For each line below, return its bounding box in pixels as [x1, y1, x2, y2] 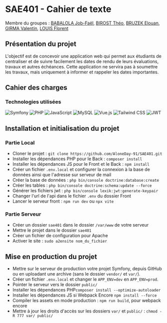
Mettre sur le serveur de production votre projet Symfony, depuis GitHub [12, 266, 162, 272]
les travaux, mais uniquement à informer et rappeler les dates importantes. [5, 69, 159, 75]
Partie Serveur [5, 211, 41, 218]
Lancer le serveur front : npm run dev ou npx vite [12, 198, 114, 204]
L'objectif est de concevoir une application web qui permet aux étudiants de [5, 53, 161, 59]
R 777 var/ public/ [12, 314, 53, 319]
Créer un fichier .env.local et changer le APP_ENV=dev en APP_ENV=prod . [12, 276, 158, 283]
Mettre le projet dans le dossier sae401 [12, 227, 91, 233]
